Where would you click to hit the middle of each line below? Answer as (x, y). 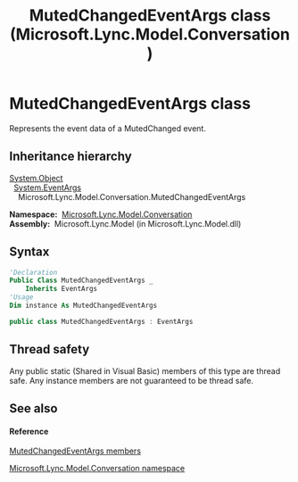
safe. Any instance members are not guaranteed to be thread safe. (132, 380)
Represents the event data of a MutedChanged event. (108, 128)
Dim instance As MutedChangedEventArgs (83, 306)
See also (33, 408)
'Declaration (33, 272)
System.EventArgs (47, 187)
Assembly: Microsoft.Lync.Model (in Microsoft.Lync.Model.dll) (125, 223)
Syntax (29, 252)
